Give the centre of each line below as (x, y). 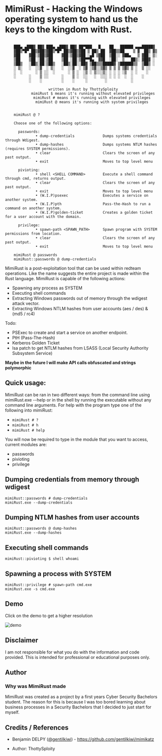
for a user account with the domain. (43, 217)
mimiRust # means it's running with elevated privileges (92, 98)
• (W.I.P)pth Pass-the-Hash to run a (93, 204)
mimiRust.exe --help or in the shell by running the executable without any (78, 400)
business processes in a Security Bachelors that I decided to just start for (78, 707)
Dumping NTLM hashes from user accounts (72, 517)
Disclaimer (22, 640)
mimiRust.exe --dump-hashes (33, 533)
